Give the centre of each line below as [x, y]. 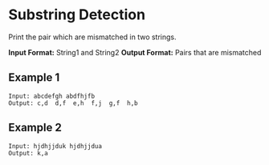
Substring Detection [77, 15]
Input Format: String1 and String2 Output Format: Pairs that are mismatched [135, 52]
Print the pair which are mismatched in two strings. [92, 37]
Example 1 [34, 78]
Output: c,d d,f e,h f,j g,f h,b [73, 103]
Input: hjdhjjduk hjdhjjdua [55, 146]
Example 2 [35, 128]
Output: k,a [28, 153]
